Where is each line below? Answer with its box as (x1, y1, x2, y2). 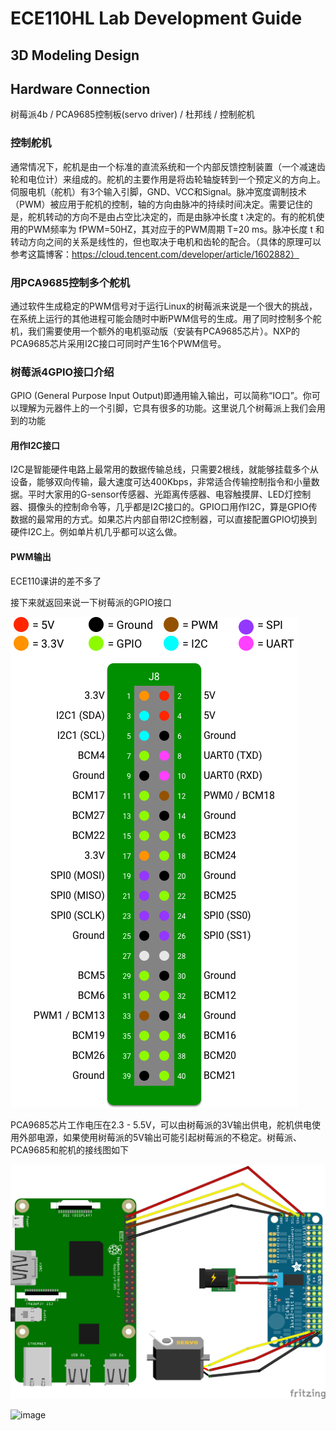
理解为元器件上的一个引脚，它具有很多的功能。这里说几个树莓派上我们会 (18, 402, 317, 414)
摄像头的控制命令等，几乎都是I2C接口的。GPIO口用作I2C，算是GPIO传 (27, 501, 318, 513)
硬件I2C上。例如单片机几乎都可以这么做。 (10, 526, 183, 538)
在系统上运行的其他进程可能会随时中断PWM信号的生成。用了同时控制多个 (10, 312, 313, 324)
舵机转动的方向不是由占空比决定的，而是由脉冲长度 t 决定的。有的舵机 (27, 210, 317, 222)
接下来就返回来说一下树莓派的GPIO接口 (10, 596, 172, 608)
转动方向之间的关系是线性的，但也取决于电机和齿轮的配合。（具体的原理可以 (10, 235, 322, 247)
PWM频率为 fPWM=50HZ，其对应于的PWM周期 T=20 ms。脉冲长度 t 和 (27, 223, 325, 235)
